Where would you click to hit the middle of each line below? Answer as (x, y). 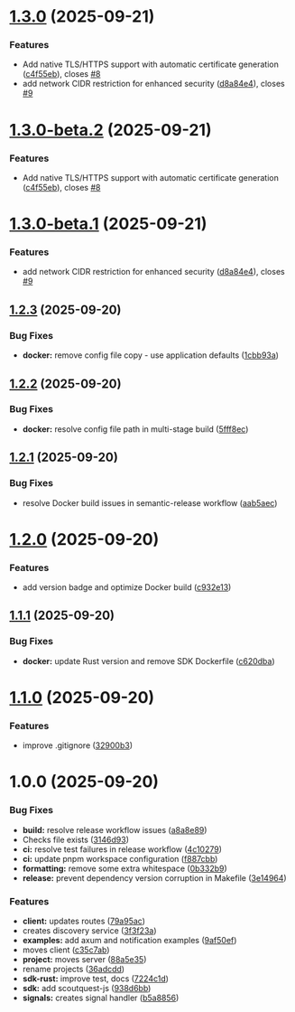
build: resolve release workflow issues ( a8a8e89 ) (115, 829)
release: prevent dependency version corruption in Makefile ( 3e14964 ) (154, 877)
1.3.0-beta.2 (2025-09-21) (111, 130)
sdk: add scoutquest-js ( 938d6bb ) (87, 988)
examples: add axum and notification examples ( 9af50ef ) (129, 940)
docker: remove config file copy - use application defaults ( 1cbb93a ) (151, 355)
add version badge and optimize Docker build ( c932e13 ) (127, 587)
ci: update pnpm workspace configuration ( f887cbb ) (120, 858)
